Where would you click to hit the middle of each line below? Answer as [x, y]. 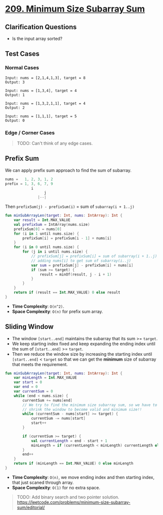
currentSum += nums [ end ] [48, 400]
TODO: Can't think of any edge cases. [55, 143]
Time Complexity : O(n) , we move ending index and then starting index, [83, 477]
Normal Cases [22, 68]
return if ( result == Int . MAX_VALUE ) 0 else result [67, 293]
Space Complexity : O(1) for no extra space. [56, 487]
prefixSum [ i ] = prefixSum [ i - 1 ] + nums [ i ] [67, 238]
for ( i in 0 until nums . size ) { [46, 247]
